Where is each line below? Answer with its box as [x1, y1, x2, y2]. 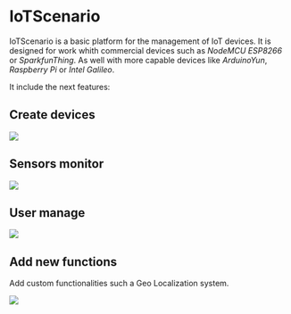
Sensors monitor [9, 156, 104, 171]
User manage [9, 205, 86, 220]
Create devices [9, 107, 96, 122]
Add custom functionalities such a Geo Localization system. [9, 278, 229, 289]
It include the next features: [9, 81, 111, 92]
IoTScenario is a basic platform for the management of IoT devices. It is [9, 36, 271, 46]
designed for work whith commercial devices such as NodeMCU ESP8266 [9, 45, 283, 55]
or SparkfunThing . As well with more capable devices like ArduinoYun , [9, 54, 268, 65]
